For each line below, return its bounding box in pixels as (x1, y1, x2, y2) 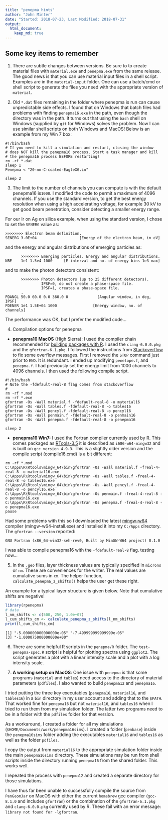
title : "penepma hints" (5, 7, 55, 13)
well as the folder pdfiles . (5, 737, 59, 743)
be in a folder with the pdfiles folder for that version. (5, 711, 114, 717)
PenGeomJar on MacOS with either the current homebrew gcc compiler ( (5, 793, 148, 799)
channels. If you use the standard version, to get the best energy (12, 195, 146, 201)
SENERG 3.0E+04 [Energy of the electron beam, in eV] (5, 235, 160, 240)
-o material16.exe (21, 469, 59, 474)
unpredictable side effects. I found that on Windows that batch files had (12, 104, 160, 111)
